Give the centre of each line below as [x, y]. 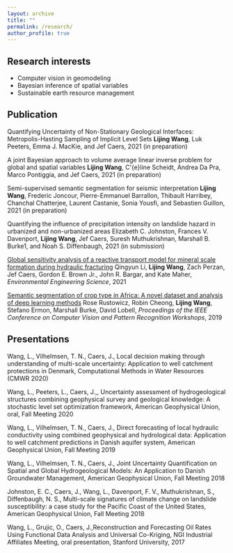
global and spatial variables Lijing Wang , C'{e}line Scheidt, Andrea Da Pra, [114, 167]
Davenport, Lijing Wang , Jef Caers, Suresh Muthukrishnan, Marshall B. [109, 238]
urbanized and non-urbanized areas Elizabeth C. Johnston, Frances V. [108, 231]
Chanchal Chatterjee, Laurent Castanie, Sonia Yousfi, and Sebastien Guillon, [116, 203]
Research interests [49, 61]
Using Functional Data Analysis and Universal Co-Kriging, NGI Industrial [110, 534]
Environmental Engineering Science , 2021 [67, 281]
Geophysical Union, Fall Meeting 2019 [62, 449]
